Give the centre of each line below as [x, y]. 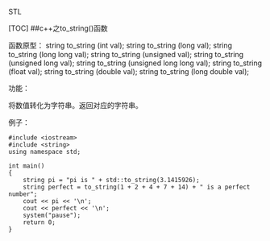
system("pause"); [52, 215]
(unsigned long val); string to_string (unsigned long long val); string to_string [135, 63]
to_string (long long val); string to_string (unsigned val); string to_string [126, 54]
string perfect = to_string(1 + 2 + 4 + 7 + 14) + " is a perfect [137, 187]
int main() [27, 166]
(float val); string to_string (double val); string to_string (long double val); [129, 71]
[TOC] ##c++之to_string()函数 [58, 28]
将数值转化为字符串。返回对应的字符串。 [75, 105]
